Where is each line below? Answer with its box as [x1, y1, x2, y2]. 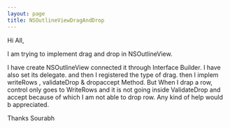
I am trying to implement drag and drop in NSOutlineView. [7, 50, 173, 58]
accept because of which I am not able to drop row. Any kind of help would [7, 92, 224, 101]
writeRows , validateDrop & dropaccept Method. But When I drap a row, [7, 78, 213, 86]
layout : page [7, 10, 45, 17]
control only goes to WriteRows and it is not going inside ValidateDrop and [7, 85, 221, 94]
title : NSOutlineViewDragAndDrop [7, 17, 105, 24]
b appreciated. [7, 100, 50, 108]
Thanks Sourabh [7, 113, 55, 122]
